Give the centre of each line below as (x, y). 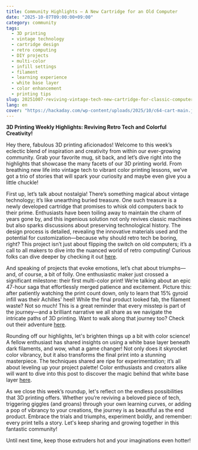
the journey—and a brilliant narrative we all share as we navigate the (89, 312)
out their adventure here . (36, 325)
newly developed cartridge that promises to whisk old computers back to (95, 207)
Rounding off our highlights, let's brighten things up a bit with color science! (98, 336)
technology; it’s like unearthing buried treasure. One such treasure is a (91, 200)
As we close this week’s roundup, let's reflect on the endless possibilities (95, 392)
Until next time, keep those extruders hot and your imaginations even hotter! (98, 441)
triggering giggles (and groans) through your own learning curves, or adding (99, 404)
